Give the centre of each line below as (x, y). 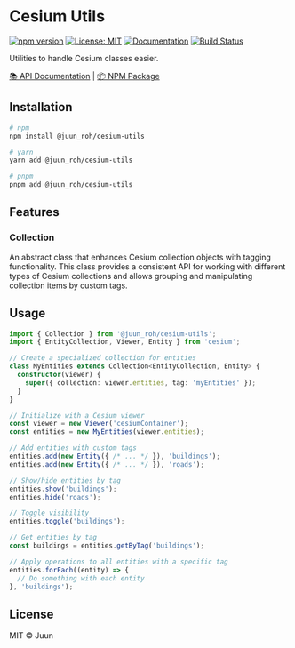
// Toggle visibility (49, 513)
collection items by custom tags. (68, 285)
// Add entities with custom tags (73, 448)
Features (34, 212)
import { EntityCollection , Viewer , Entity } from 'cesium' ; (125, 342)
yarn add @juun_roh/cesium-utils (71, 160)
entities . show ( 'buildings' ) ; (63, 489)
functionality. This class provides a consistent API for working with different (147, 266)
